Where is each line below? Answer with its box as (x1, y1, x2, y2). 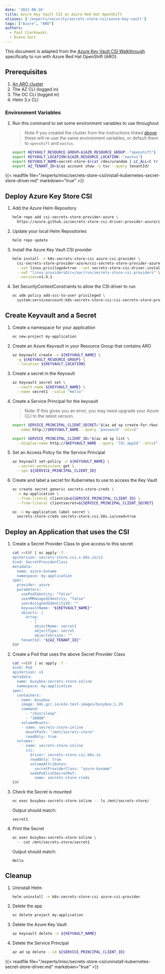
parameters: (17, 587, 41, 592)
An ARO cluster (12, 81, 43, 87)
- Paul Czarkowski (9, 30, 48, 35)
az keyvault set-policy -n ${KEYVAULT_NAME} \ (12, 459, 110, 464)
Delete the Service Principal (12, 940, 69, 946)
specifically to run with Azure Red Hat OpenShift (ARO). (5, 53, 118, 59)
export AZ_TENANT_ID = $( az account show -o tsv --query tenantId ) (12, 163, 149, 168)
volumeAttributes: (30, 761, 68, 767)
